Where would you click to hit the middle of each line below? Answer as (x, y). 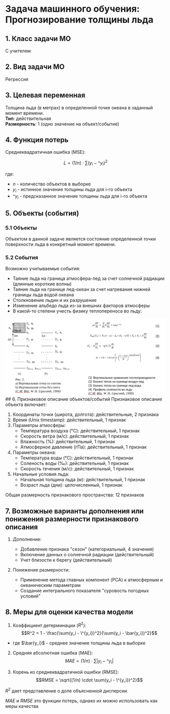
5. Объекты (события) (42, 213)
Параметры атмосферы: (39, 425)
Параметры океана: (34, 453)
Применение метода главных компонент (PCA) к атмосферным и (91, 580)
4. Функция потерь (37, 140)
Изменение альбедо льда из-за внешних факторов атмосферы (81, 306)
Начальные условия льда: (41, 474)
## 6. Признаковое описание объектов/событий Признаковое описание (84, 399)
